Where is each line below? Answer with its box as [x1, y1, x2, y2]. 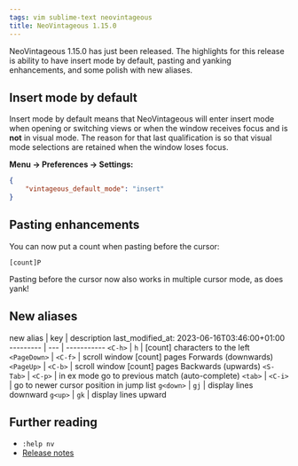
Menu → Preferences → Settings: [9, 159, 134, 170]
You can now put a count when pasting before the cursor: [9, 241, 220, 251]
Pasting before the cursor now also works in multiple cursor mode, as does [9, 273, 284, 284]
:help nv [21, 440, 55, 449]
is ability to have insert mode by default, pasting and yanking [9, 55, 232, 66]
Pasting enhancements [9, 217, 140, 233]
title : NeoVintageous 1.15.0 [9, 21, 117, 30]
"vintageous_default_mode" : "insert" [25, 185, 165, 194]
